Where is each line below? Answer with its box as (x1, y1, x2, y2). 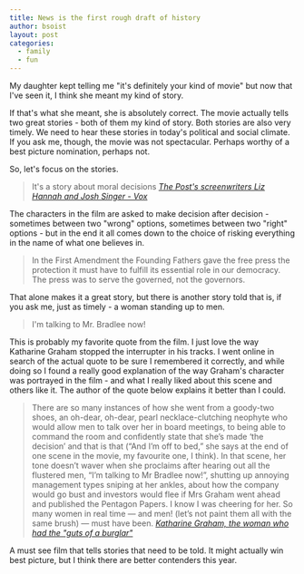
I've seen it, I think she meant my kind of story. (9, 90, 184, 101)
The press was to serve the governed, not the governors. (31, 274, 246, 285)
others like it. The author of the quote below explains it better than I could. (9, 384, 286, 395)
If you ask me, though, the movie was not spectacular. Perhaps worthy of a (9, 137, 290, 147)
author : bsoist (9, 22, 67, 31)
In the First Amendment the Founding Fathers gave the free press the (31, 255, 290, 266)
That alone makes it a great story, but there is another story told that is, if (9, 292, 282, 302)
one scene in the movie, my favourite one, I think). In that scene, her (31, 451, 287, 461)
